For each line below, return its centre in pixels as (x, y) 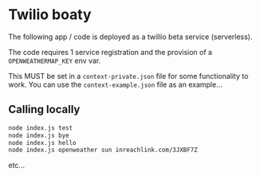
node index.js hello (43, 143)
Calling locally (44, 110)
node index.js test (41, 128)
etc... (17, 166)
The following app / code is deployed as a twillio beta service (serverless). (130, 37)
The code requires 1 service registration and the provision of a (110, 52)
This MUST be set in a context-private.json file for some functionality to (128, 76)
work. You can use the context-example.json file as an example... (116, 84)
